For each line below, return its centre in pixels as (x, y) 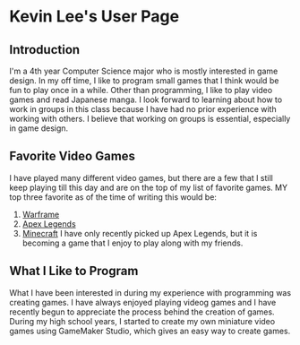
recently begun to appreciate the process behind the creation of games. (142, 312)
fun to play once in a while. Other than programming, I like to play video (141, 90)
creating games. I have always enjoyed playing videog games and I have (143, 302)
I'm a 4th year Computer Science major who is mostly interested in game (144, 71)
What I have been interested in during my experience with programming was (150, 292)
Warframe (41, 214)
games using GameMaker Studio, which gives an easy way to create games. (150, 331)
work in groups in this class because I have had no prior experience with (143, 109)
